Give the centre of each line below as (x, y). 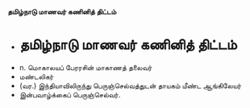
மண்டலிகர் (36, 77)
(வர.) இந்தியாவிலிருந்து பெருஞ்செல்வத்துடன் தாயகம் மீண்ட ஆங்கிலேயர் (130, 85)
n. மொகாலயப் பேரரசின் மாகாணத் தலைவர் (85, 67)
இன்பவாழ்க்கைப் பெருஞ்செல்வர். (70, 94)
